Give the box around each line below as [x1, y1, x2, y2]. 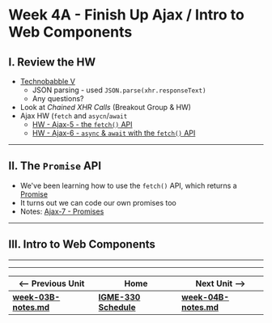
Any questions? [32, 94, 84, 103]
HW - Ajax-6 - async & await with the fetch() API [32, 128, 196, 138]
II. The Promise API [8, 159, 102, 173]
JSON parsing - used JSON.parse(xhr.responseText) [32, 85, 206, 95]
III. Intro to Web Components [8, 237, 156, 252]
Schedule [98, 301, 136, 312]
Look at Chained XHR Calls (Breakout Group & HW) [19, 103, 192, 112]
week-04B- [181, 291, 229, 303]
